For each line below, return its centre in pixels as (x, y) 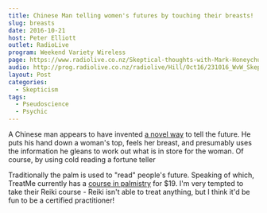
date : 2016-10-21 (37, 30)
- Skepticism (37, 89)
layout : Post (30, 75)
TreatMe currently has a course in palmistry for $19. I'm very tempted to (126, 183)
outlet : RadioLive (39, 45)
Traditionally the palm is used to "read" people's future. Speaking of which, (131, 175)
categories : (28, 82)
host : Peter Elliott (43, 38)
